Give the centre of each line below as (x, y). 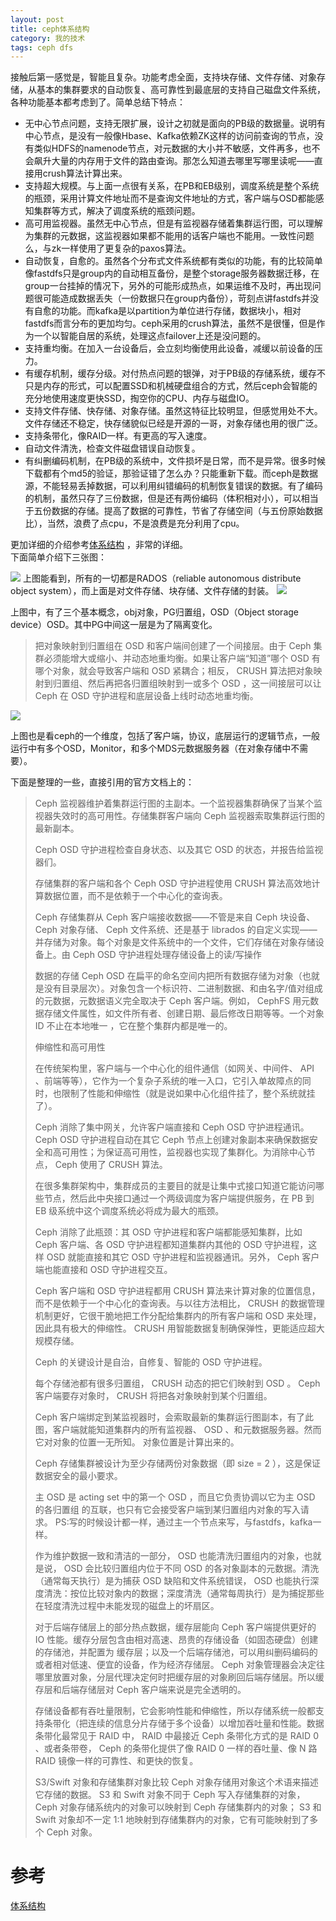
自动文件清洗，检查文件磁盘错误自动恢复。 (112, 448)
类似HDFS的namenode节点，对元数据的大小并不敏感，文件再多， (168, 148)
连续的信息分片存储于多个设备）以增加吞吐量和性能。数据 (206, 1723)
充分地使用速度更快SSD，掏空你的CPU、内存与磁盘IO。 (139, 398)
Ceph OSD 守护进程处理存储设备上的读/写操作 (167, 955)
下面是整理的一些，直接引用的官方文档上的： (102, 782)
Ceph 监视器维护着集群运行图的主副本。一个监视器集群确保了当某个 (174, 803)
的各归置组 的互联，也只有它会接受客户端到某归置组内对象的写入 (167, 1510)
